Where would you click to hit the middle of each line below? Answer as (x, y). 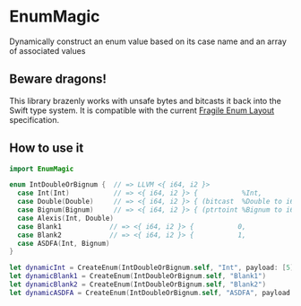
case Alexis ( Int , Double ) (66, 218)
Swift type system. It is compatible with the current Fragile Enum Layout (142, 110)
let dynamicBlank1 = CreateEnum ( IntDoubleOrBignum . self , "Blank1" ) (138, 276)
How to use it (47, 149)
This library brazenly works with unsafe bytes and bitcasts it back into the (146, 101)
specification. (34, 119)
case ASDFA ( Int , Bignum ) (64, 243)
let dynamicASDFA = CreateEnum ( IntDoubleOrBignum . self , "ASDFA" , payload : (152, 293)
